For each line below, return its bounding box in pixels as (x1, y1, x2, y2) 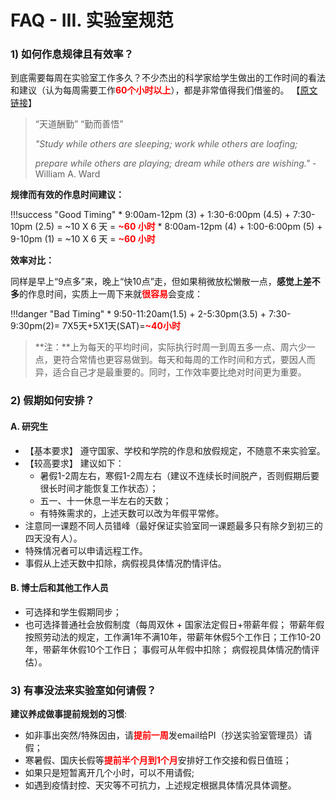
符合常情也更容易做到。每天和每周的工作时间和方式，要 (61, 354, 290, 366)
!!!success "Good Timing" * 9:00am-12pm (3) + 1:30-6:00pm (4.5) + (10, 209, 292, 221)
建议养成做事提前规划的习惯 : (10, 708, 128, 720)
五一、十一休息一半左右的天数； (39, 494, 172, 506)
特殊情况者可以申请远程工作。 (24, 544, 148, 556)
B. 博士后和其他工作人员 (10, 582, 109, 594)
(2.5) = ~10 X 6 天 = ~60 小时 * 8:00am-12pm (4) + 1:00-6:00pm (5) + (34, 221, 323, 233)
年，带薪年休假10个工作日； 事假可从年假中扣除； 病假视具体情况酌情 (24, 643, 312, 655)
